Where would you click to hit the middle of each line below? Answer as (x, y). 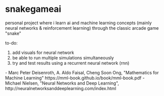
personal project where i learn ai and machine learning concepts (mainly (78, 23)
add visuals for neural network (43, 52)
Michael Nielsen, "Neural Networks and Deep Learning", (62, 83)
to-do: (12, 43)
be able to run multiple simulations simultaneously (63, 57)
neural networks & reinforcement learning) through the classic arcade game (82, 28)
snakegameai (33, 9)
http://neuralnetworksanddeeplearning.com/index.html (61, 88)
